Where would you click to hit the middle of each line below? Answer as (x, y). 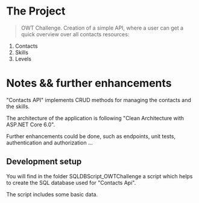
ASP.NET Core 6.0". (31, 124)
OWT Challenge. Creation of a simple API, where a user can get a (102, 28)
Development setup (44, 162)
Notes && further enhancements (89, 83)
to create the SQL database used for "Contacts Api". (71, 182)
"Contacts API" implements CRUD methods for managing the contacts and (99, 100)
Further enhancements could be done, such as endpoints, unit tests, (91, 136)
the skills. (18, 106)
